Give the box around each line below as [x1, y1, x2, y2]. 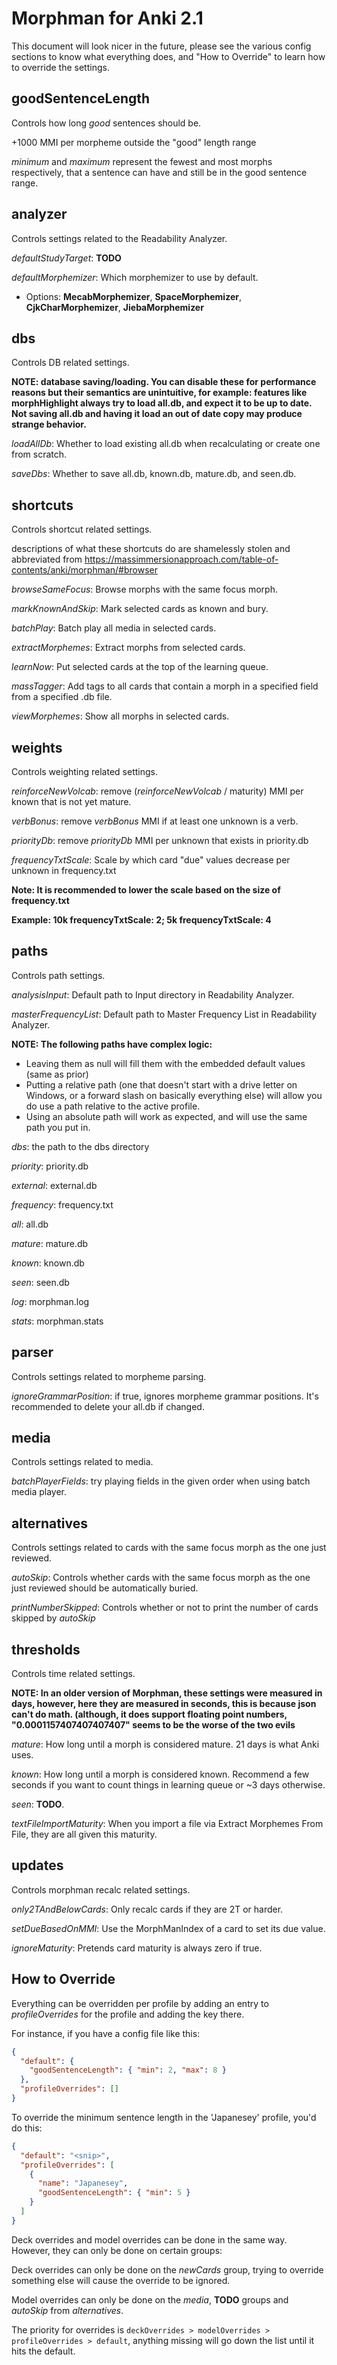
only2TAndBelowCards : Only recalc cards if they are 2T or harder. [11, 1903, 284, 1915]
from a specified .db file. [11, 691, 113, 703]
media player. [11, 1486, 67, 1498]
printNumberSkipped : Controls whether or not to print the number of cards [11, 1602, 319, 1614]
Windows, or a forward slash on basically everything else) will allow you [25, 1089, 323, 1101]
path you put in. [25, 1121, 91, 1133]
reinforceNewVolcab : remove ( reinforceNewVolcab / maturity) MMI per [11, 785, 304, 797]
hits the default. [11, 2345, 76, 2357]
